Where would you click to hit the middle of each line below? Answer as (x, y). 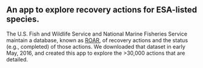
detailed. (17, 59)
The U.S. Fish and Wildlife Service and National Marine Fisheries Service (97, 34)
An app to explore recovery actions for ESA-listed (102, 10)
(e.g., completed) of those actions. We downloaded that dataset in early (96, 46)
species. (23, 20)
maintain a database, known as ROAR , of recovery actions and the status (97, 40)
